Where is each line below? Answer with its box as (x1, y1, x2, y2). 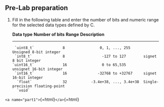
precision (12, 84, 33, 89)
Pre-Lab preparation (5, 4, 68, 12)
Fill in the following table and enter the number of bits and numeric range (12, 17, 159, 22)
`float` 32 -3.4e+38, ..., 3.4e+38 (17, 79, 140, 84)
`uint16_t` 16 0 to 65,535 (12, 62, 126, 67)
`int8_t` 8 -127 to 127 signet (14, 53, 157, 59)
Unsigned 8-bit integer (12, 50, 61, 54)
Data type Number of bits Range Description (12, 31, 105, 37)
